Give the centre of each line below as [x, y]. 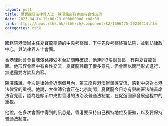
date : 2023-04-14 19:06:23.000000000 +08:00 [52, 19]
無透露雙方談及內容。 [27, 72]
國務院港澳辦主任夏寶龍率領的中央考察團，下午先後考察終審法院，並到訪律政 [84, 43]
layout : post [19, 10]
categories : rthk [23, 28]
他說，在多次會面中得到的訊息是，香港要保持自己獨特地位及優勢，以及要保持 [84, 112]
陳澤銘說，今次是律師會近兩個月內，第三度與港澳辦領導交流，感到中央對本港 [84, 83]
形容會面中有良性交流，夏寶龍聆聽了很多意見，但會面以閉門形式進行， [90, 66]
